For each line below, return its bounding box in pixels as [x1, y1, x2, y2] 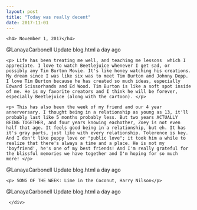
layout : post [6, 8, 38, 15]
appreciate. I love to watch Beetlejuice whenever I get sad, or [6, 63, 170, 69]
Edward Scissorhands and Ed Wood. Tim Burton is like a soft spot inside [6, 83, 192, 89]
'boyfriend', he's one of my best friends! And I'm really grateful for [6, 146, 189, 151]
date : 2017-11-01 [6, 20, 49, 25]
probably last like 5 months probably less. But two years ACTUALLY [6, 115, 178, 121]
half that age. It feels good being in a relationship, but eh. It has [6, 125, 186, 131]
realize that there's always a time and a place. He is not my [6, 140, 165, 147]
